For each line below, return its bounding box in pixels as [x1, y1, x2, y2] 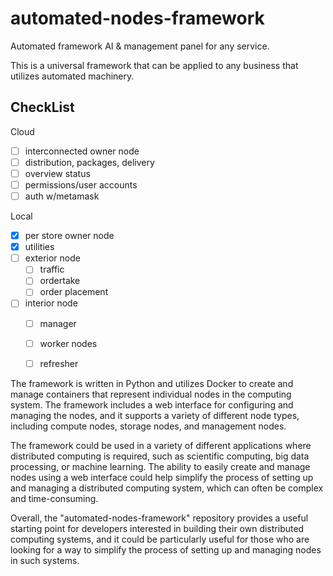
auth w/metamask [24, 190, 100, 202]
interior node [24, 297, 78, 309]
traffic [39, 263, 65, 276]
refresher [39, 357, 79, 369]
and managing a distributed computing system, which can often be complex [10, 482, 324, 494]
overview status [24, 167, 91, 179]
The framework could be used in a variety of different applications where [10, 439, 312, 451]
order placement [39, 286, 109, 298]
